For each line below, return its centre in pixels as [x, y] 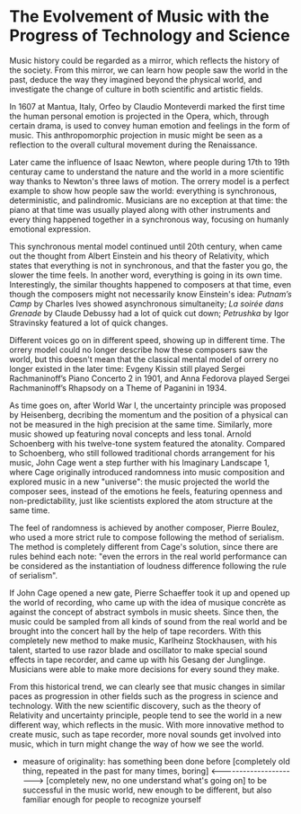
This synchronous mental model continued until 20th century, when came [146, 246]
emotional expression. [50, 229]
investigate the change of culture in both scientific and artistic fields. [136, 89]
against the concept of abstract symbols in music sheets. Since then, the [144, 612]
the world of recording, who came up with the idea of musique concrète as [148, 602]
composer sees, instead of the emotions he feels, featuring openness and [146, 491]
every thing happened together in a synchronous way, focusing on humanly [149, 219]
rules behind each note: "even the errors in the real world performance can [148, 556]
